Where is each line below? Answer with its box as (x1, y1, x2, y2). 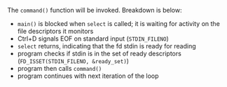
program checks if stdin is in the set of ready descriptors (17, 49, 182, 58)
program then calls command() (17, 65, 102, 72)
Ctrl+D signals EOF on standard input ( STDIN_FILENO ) (17, 34, 170, 43)
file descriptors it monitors (17, 27, 94, 35)
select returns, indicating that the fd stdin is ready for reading (17, 42, 196, 50)
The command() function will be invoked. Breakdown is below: (7, 6, 182, 14)
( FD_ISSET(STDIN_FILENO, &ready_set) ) (17, 57, 130, 65)
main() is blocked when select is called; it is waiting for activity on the (17, 20, 221, 27)
